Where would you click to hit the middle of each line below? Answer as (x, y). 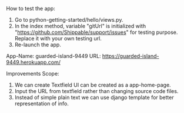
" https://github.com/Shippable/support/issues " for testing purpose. (96, 32)
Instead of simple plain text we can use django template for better (94, 97)
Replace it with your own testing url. (58, 38)
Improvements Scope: (33, 73)
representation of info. (42, 104)
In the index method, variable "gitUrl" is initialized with (80, 26)
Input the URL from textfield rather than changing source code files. (96, 91)
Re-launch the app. (38, 44)
